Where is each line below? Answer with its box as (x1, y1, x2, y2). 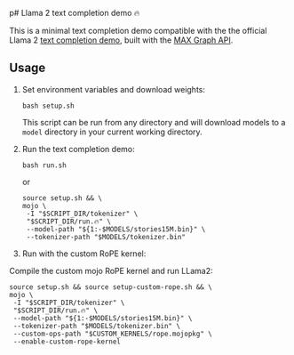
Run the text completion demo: (21, 143, 135, 154)
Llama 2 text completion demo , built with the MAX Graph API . (9, 35, 234, 45)
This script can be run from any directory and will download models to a (21, 117, 286, 127)
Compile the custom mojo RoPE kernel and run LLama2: (9, 265, 213, 276)
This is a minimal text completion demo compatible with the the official (9, 26, 267, 36)
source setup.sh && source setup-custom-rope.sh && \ (9, 282, 213, 292)
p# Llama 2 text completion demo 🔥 (9, 8, 140, 18)
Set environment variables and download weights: (21, 84, 206, 94)
